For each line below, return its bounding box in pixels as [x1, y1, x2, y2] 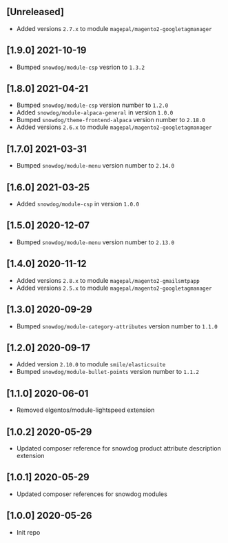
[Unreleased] [6, 6, 65, 18]
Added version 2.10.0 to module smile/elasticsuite [16, 360, 166, 368]
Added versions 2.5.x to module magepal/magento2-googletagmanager [16, 284, 212, 292]
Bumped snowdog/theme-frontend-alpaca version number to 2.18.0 [16, 116, 206, 124]
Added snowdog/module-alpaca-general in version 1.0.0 [16, 108, 174, 117]
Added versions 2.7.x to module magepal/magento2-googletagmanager [16, 24, 212, 32]
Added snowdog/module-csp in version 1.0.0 [16, 200, 139, 208]
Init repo [16, 528, 41, 536]
